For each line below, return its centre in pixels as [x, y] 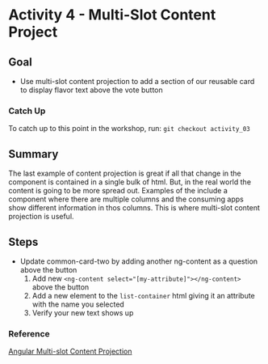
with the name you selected [78, 304]
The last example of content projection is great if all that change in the [125, 174]
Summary [33, 154]
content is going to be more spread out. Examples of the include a [118, 191]
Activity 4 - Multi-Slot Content [112, 15]
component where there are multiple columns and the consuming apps [126, 199]
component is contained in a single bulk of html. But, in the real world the [130, 182]
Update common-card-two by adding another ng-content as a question [139, 261]
